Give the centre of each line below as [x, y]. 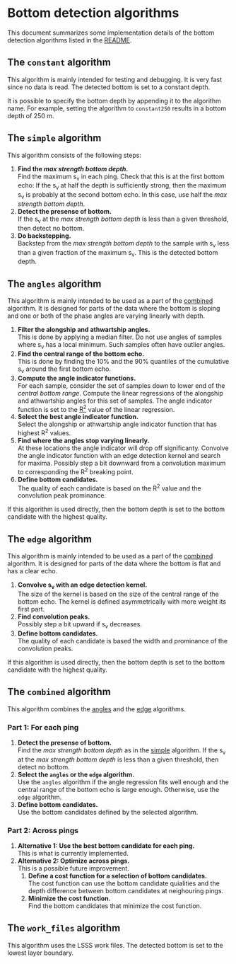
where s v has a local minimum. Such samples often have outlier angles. [121, 345]
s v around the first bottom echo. [64, 369]
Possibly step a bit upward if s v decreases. [80, 625]
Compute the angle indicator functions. [77, 378]
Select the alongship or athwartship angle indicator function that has [117, 424]
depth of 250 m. [31, 115]
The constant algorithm [59, 63]
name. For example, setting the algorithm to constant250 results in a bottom [117, 108]
